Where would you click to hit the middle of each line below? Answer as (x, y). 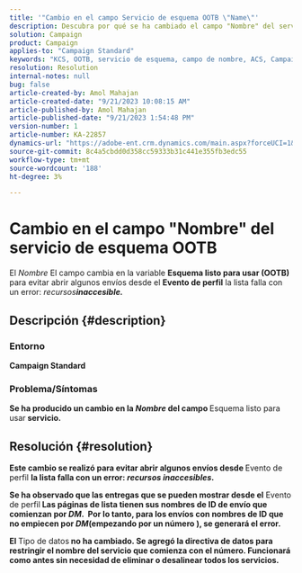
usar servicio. (35, 418)
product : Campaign (44, 43)
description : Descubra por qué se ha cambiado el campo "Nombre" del (142, 26)
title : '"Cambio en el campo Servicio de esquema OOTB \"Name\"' (134, 18)
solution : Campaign (46, 34)
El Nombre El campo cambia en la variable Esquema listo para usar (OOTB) (150, 273)
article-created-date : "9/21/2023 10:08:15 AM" (100, 101)
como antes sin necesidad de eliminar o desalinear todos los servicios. (144, 560)
